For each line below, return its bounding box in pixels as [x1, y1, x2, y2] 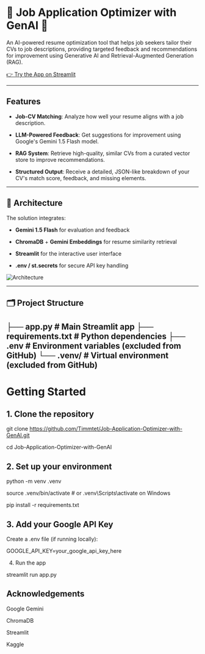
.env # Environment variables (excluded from [6, 341, 182, 351]
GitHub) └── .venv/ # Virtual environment [6, 351, 169, 361]
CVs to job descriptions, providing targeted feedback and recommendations [6, 45, 197, 53]
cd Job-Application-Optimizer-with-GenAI [6, 444, 112, 451]
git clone [6, 425, 29, 433]
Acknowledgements [6, 588, 85, 599]
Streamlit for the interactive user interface [15, 249, 122, 257]
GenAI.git [6, 432, 30, 439]
